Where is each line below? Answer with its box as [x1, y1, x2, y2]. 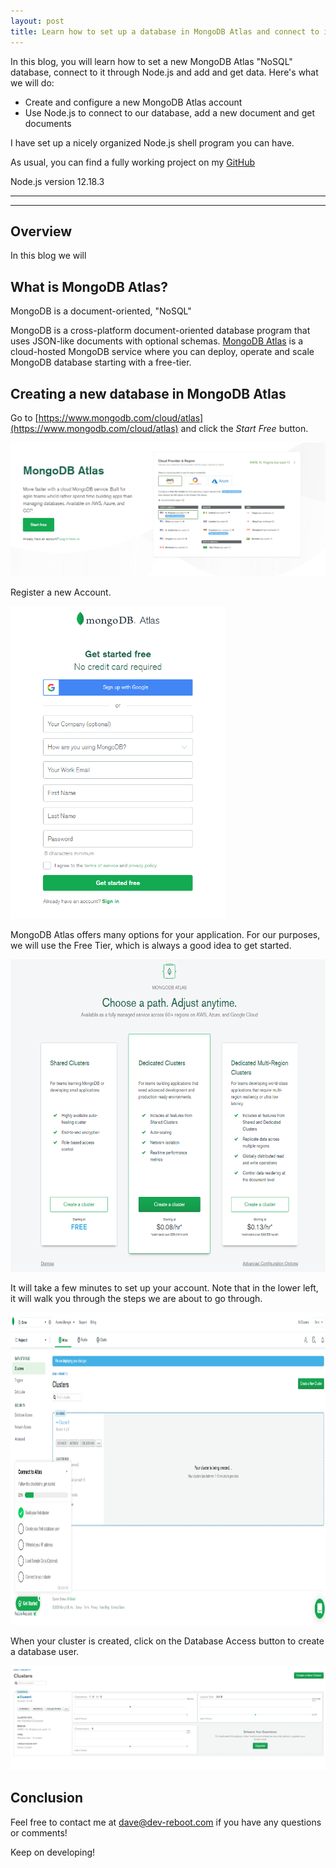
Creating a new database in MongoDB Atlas [10, 385, 287, 402]
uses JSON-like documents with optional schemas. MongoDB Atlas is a [10, 335, 304, 347]
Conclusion [10, 1790, 84, 1807]
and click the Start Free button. [180, 422, 309, 434]
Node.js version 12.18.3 [10, 175, 105, 187]
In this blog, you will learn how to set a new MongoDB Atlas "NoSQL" [10, 55, 293, 67]
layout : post [10, 16, 65, 26]
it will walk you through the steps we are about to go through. [10, 1293, 263, 1305]
